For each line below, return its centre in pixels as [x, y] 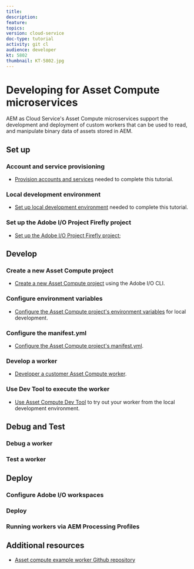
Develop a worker [32, 361]
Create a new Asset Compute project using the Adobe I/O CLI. [90, 284]
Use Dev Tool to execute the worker [58, 389]
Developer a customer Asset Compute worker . [71, 374]
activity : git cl [27, 45]
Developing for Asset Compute [83, 90]
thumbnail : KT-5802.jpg [35, 61]
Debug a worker [29, 443]
